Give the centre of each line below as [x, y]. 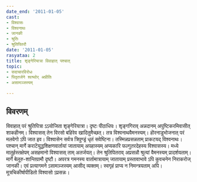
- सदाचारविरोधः [19, 72]
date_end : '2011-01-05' [35, 11]
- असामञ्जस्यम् [19, 83]
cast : [13, 17]
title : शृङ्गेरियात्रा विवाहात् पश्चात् [38, 61]
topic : [14, 66]
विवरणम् [17, 112]
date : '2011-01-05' [30, 50]
